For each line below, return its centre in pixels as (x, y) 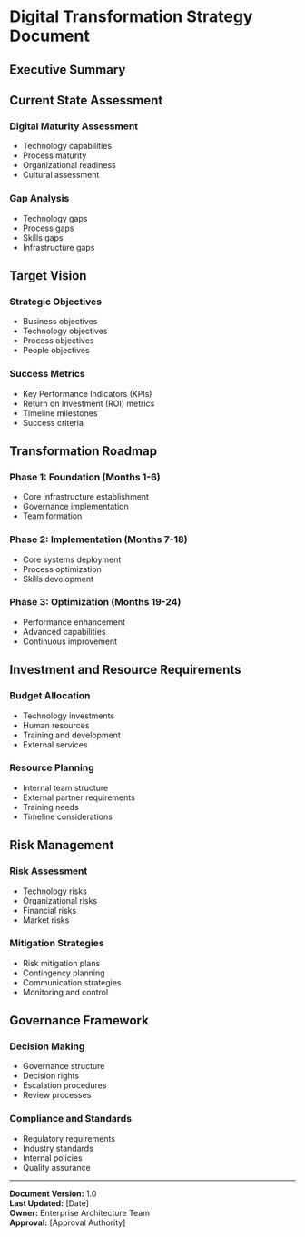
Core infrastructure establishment (86, 497)
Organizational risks (60, 900)
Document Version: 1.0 (53, 1193)
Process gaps (48, 228)
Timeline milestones (60, 413)
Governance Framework (79, 1020)
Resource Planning (52, 767)
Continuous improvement (70, 641)
